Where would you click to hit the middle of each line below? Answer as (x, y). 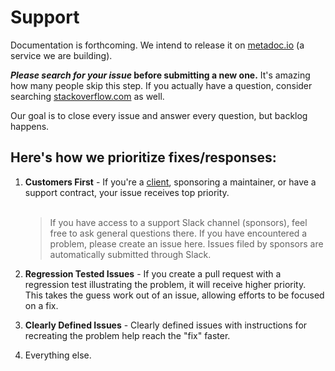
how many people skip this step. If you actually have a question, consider (161, 85)
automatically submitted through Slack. (130, 254)
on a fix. (41, 305)
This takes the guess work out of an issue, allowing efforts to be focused (174, 295)
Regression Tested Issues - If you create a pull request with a (153, 273)
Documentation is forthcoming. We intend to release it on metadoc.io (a (157, 45)
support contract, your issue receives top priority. (127, 192)
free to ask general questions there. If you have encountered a (178, 233)
